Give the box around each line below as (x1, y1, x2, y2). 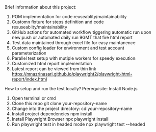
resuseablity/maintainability (11, 24, 67, 30)
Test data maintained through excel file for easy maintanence (11, 40, 136, 46)
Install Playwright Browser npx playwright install (11, 116, 109, 122)
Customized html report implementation (11, 61, 92, 66)
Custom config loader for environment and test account (11, 45, 125, 51)
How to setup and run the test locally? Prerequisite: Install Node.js (4, 86, 138, 91)
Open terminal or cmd (11, 95, 56, 101)
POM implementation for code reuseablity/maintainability (11, 14, 127, 19)
